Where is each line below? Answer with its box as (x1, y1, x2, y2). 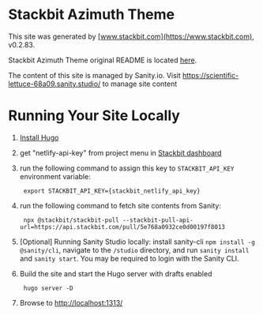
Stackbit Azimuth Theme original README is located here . (8, 55, 197, 65)
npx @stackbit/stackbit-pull (23, 216, 120, 224)
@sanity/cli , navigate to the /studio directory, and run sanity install (19, 245, 250, 254)
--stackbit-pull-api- (122, 216, 193, 224)
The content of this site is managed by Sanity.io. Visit (8, 70, 182, 80)
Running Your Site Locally (8, 107, 180, 125)
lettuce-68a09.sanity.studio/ (8, 79, 101, 88)
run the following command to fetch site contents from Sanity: (19, 201, 221, 210)
